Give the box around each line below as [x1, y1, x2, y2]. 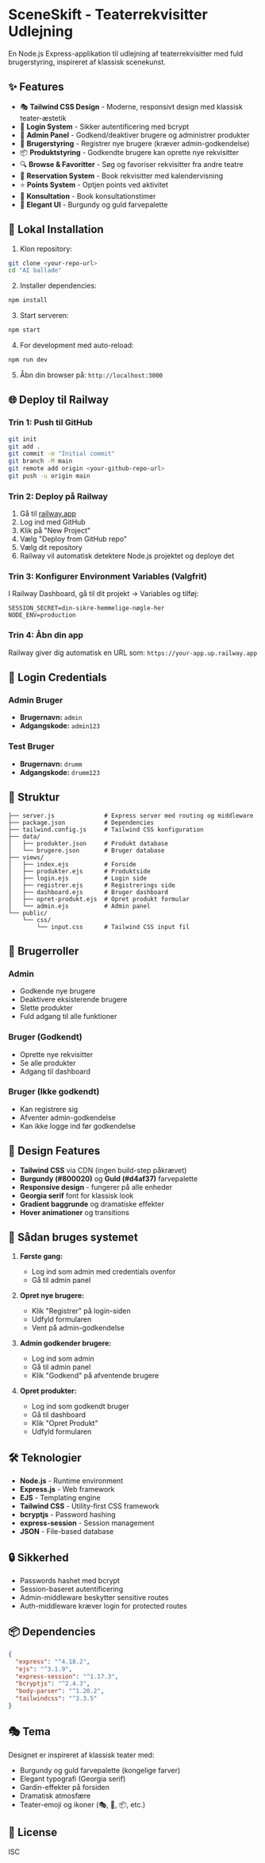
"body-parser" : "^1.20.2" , [15, 1687, 105, 1695]
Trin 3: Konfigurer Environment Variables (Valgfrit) [8, 571, 208, 582]
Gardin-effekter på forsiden [19, 1782, 109, 1791]
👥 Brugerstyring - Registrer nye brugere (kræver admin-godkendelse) [19, 138, 250, 148]
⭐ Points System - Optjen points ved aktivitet [19, 180, 169, 189]
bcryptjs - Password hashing [19, 1510, 117, 1520]
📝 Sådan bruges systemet [8, 1230, 139, 1245]
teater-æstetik [19, 113, 67, 122]
